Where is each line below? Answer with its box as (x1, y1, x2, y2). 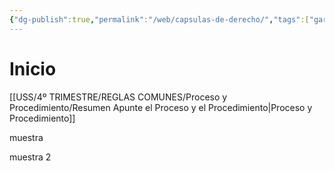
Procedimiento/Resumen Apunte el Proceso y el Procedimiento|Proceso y (9, 101, 313, 113)
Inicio (9, 57, 57, 80)
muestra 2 (9, 151, 52, 163)
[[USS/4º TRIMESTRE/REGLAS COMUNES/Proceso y (9, 91, 228, 103)
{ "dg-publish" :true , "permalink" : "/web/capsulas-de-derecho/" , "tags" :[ (9, 14, 310, 25)
